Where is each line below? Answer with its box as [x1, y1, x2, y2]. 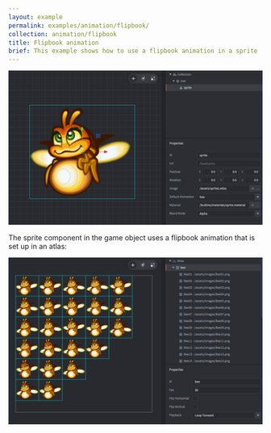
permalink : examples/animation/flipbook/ [8, 21, 150, 30]
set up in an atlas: [8, 242, 67, 252]
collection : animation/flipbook [8, 30, 117, 38]
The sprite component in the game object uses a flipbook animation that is [8, 233, 256, 243]
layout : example [8, 13, 63, 21]
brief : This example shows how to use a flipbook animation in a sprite [8, 47, 258, 56]
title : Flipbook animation [8, 39, 99, 47]
